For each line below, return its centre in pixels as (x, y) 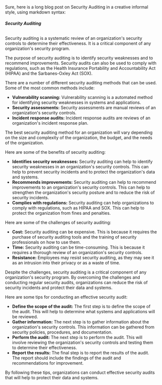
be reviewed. (25, 317)
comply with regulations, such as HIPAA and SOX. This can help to (78, 208)
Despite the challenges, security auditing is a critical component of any (76, 272)
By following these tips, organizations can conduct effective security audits (80, 372)
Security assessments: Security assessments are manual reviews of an (84, 108)
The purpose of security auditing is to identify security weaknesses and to (79, 58)
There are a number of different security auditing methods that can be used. (81, 83)
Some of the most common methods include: (50, 88)
